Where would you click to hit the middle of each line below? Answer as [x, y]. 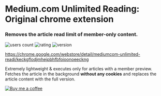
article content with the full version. [40, 79]
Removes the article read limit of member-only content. [72, 34]
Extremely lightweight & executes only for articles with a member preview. [79, 69]
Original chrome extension [59, 19]
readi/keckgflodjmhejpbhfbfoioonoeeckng [47, 60]
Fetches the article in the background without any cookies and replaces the [81, 74]
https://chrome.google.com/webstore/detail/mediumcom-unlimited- [73, 54]
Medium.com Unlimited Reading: [72, 9]
